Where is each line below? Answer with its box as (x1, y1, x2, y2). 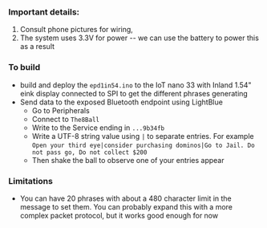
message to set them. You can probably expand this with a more (19, 202, 233, 211)
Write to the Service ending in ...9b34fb (31, 123, 165, 132)
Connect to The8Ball (31, 114, 100, 124)
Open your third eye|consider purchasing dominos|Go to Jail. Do (31, 141, 255, 149)
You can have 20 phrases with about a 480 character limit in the (19, 193, 233, 203)
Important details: (8, 6, 80, 18)
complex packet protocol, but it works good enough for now (19, 210, 219, 220)
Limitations (8, 175, 54, 186)
